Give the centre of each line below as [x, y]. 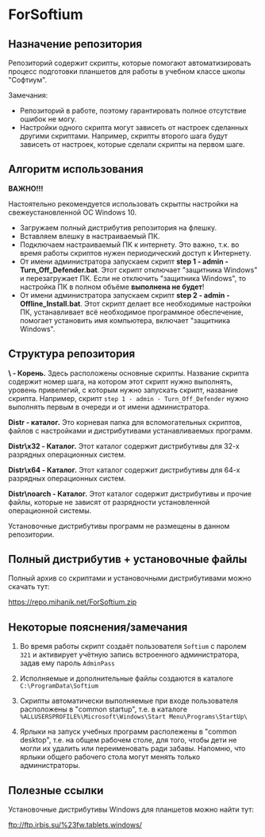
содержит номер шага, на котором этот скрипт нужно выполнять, [121, 381]
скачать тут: [29, 587]
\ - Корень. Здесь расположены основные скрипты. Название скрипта [129, 373]
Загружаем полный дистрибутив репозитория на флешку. [118, 227]
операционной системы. [50, 511]
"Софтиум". [28, 80]
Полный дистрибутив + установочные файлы [128, 559]
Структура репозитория [72, 354]
